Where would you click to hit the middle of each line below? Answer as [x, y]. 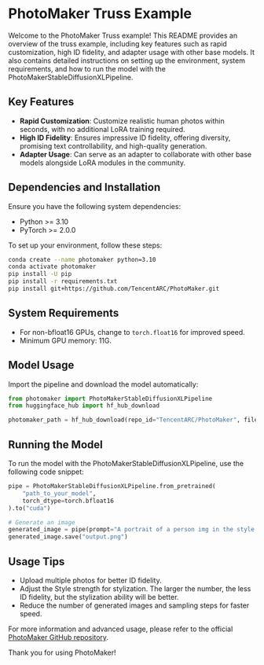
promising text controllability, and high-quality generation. [113, 145]
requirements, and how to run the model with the [87, 68]
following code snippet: [46, 472]
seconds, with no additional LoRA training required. [103, 129]
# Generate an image [42, 522]
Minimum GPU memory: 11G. [66, 340]
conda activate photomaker [52, 267]
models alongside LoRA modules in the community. [103, 163]
